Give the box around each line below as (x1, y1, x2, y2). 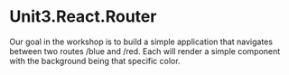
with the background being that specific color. (9, 55, 181, 66)
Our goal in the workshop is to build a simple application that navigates (9, 36, 274, 47)
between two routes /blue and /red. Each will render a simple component (9, 45, 281, 56)
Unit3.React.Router (9, 6, 157, 27)
